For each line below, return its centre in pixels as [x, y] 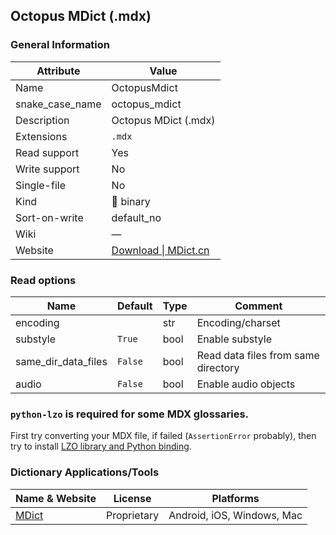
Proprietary [132, 515]
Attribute [58, 71]
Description [42, 120]
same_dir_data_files [61, 361]
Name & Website [56, 498]
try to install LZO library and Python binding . [101, 446]
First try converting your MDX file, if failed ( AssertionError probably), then [163, 436]
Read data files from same [258, 355]
